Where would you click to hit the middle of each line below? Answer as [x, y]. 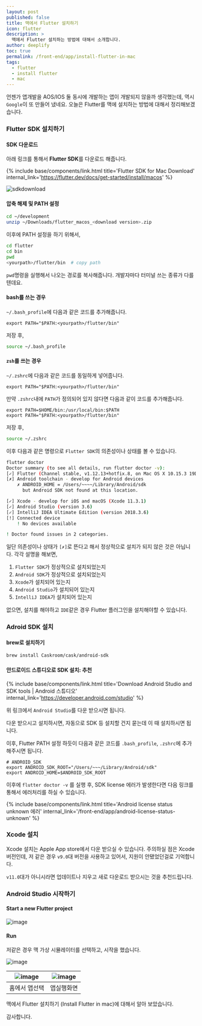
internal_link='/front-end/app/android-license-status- [109, 811]
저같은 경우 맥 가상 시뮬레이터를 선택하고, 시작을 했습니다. [74, 950]
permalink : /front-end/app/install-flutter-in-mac [71, 57]
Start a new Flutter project [40, 909]
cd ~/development [28, 217]
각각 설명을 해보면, [36, 554]
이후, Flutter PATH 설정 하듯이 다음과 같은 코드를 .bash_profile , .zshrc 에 [93, 743]
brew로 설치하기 [26, 642]
